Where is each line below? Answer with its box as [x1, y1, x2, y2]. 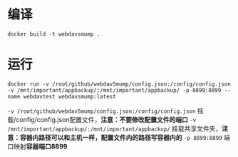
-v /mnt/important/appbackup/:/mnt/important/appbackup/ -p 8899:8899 [7, 86, 222, 93]
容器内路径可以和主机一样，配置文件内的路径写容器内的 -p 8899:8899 [19, 133, 222, 141]
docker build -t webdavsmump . [7, 30, 100, 38]
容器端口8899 [26, 142, 68, 151]
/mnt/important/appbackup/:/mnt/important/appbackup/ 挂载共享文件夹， [7, 124, 222, 133]
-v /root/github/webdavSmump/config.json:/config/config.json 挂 [7, 106, 205, 115]
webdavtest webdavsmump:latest [23, 93, 116, 100]
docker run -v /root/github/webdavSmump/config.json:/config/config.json [7, 80, 232, 88]
